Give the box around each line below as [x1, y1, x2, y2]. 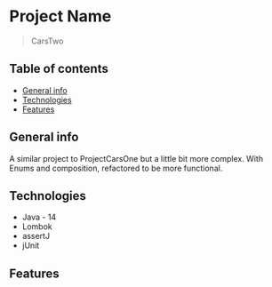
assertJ [21, 231, 51, 242]
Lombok [21, 221, 53, 232]
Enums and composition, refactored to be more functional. [9, 163, 223, 173]
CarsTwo [30, 36, 64, 46]
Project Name [9, 6, 112, 27]
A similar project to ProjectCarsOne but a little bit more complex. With [9, 153, 264, 163]
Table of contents [9, 61, 108, 76]
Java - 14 [21, 211, 57, 223]
